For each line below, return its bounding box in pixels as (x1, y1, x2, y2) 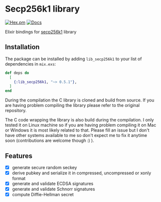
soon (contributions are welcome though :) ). (5, 137, 95, 144)
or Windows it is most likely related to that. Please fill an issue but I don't (5, 127, 149, 133)
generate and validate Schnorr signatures (12, 186, 96, 192)
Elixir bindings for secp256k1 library (5, 29, 77, 34)
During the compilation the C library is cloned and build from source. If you (5, 97, 154, 103)
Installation (5, 43, 40, 51)
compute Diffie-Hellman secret (12, 192, 74, 198)
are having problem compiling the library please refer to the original (5, 102, 140, 108)
